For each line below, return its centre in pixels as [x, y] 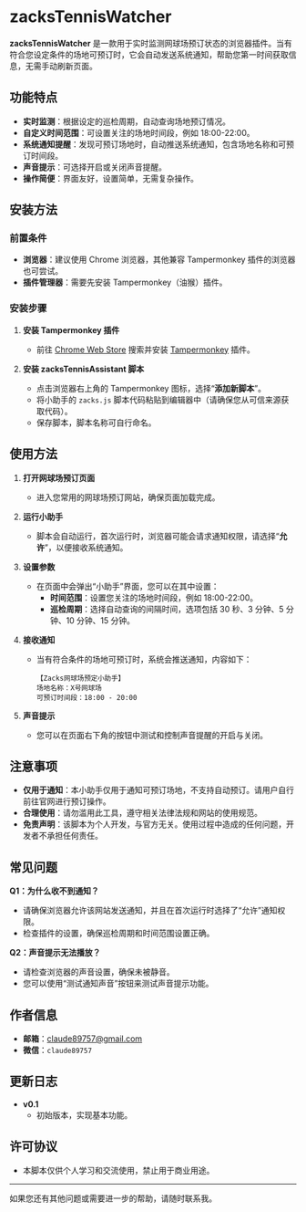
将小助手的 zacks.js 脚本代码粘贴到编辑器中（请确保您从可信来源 [158, 400]
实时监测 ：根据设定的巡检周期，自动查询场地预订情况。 [126, 121]
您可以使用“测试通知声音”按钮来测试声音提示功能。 [118, 984]
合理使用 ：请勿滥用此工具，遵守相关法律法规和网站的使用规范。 [142, 813]
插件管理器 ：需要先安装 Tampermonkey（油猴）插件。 [125, 282]
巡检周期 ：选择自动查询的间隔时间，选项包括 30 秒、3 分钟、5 [167, 609]
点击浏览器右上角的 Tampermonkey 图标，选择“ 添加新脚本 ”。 [151, 388]
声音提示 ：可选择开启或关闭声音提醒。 [94, 167]
